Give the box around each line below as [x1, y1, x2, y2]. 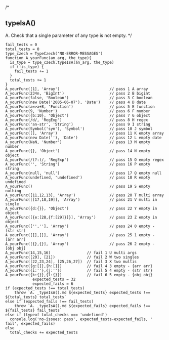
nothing [5, 188, 22, 193]
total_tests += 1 [10, 77, 47, 82]
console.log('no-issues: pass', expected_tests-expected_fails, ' [10, 316, 153, 322]
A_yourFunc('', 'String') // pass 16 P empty [5, 161, 151, 166]
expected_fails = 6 [32, 281, 73, 286]
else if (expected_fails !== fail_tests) [5, 299, 94, 304]
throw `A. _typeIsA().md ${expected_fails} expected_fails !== [14, 303, 151, 308]
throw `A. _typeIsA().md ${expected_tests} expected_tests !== [14, 290, 151, 295]
